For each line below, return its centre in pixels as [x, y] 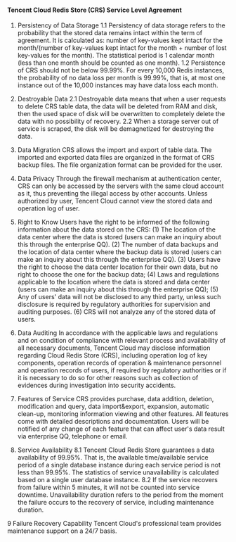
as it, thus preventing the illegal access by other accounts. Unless [112, 194]
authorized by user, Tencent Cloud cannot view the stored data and [115, 201]
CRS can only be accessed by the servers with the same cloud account [120, 186]
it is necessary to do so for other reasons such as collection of [108, 378]
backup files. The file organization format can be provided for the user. [120, 165]
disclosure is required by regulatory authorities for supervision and [114, 304]
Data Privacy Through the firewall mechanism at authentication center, [119, 179]
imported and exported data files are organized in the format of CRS [116, 158]
